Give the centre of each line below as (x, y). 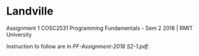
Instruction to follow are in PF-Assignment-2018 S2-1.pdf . (78, 46)
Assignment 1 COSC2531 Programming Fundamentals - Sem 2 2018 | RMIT (99, 28)
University (19, 34)
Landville (30, 11)
